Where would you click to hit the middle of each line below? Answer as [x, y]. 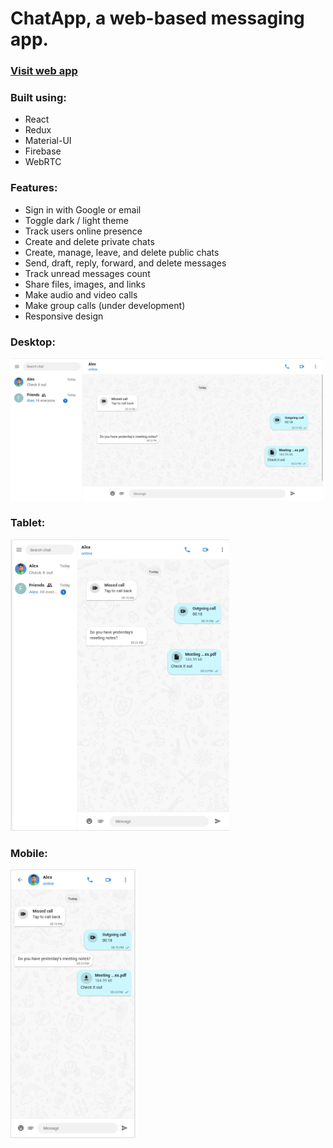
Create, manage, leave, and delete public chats [122, 252]
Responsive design [64, 316]
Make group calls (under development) [105, 305]
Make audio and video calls [81, 294]
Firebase [43, 151]
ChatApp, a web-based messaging [157, 18]
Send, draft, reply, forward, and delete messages [125, 263]
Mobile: [29, 853]
